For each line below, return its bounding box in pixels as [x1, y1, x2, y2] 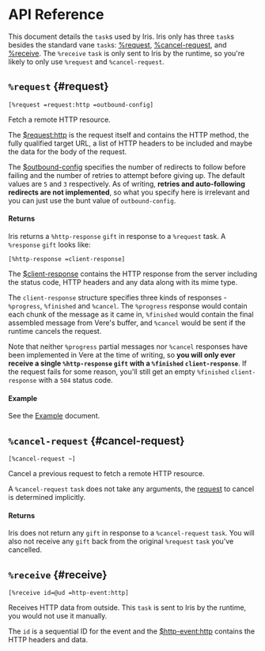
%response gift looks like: [8, 240, 91, 249]
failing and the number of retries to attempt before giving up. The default [8, 170, 245, 180]
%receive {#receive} [8, 568, 108, 581]
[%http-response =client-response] [8, 255, 126, 263]
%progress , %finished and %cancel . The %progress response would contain [8, 301, 248, 310]
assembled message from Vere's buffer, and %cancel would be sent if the [8, 318, 246, 327]
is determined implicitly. [8, 492, 85, 501]
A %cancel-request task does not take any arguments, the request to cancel [8, 484, 255, 494]
